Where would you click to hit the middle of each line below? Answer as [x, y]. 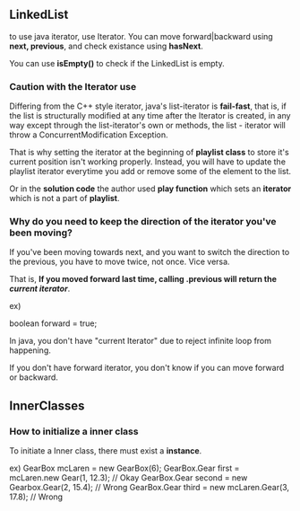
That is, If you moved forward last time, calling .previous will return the [143, 279]
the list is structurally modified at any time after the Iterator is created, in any [150, 116]
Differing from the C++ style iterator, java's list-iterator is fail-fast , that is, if [148, 106]
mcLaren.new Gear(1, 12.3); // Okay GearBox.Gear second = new [129, 478]
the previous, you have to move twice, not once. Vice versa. [120, 262]
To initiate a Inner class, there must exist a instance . [106, 451]
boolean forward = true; [53, 323]
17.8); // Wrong [36, 497]
